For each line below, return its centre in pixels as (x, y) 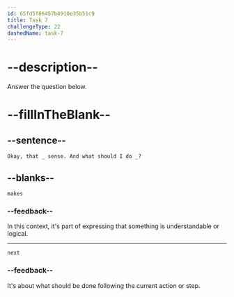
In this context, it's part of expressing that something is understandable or (113, 226)
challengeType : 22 (34, 26)
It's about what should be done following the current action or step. (104, 285)
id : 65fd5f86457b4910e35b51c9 (51, 14)
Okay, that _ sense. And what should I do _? (74, 156)
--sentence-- (37, 140)
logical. (18, 234)
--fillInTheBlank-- (59, 115)
